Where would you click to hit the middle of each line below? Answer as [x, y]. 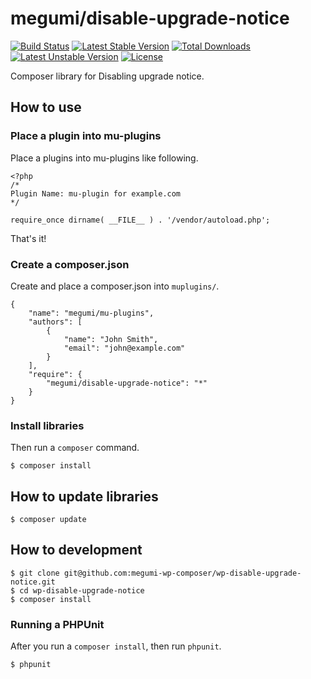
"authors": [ [55, 322]
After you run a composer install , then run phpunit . [116, 646]
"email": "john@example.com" [124, 348]
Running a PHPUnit [57, 624]
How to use [46, 107]
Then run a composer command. [75, 448]
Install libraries [47, 425]
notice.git [33, 582]
